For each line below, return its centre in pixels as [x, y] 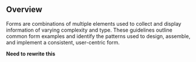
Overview [24, 10]
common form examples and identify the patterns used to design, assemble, [98, 36]
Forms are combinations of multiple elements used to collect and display [94, 23]
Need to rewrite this [31, 54]
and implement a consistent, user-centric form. [63, 42]
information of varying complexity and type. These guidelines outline [89, 30]
